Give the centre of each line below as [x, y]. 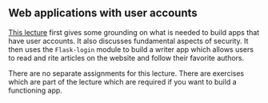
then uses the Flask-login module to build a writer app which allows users [131, 49]
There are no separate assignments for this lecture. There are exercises [126, 73]
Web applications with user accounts [103, 13]
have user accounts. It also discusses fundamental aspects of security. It [128, 41]
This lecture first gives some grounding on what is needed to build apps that [134, 32]
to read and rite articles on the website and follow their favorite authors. [126, 57]
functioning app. [35, 90]
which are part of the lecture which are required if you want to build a [123, 81]
